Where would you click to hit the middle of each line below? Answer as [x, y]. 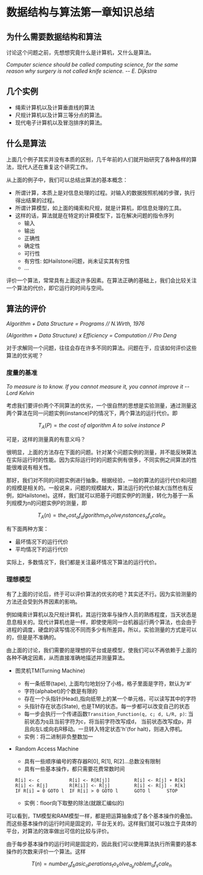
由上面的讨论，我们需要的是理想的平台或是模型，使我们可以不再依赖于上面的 [101, 650]
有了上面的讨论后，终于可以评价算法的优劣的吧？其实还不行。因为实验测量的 [101, 594]
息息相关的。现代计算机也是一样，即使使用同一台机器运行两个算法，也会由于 [101, 622]
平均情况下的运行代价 [41, 549]
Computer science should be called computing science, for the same [92, 65]
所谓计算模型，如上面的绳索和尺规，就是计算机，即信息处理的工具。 [100, 208]
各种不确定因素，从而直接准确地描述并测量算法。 [67, 657]
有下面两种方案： [27, 529]
